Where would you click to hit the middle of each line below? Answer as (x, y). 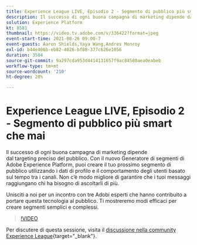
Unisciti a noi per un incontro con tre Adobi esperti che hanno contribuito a (96, 195)
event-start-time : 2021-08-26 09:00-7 (53, 39)
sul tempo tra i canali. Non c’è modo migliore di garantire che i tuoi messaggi (98, 177)
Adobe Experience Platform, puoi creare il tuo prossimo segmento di (89, 165)
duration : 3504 (25, 55)
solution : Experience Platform (44, 22)
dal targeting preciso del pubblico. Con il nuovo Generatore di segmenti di (95, 158)
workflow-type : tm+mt (33, 66)
